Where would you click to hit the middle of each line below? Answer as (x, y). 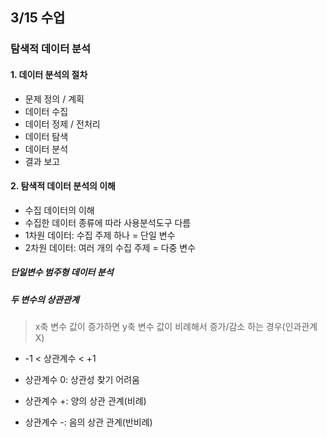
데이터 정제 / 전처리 (62, 124)
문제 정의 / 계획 (54, 99)
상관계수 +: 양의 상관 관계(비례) (85, 401)
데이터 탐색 (46, 136)
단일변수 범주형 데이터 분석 (62, 272)
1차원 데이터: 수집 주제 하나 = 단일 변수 (100, 235)
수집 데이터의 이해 (59, 210)
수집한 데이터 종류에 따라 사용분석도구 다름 (108, 222)
